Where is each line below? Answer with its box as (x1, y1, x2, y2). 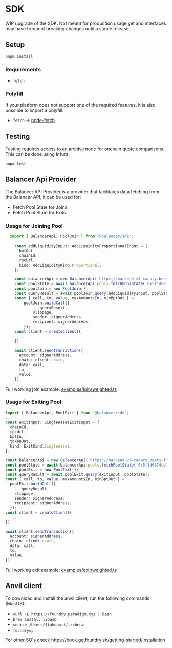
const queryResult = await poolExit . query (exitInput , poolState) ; (5, 472, 150, 477)
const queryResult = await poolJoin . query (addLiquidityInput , (14, 291, 150, 296)
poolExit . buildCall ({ (10, 481, 56, 487)
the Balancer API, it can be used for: (5, 194, 81, 200)
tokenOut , (10, 439, 31, 444)
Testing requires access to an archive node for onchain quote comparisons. (5, 146, 165, 152)
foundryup (12, 627, 34, 633)
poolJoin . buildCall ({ (24, 300, 70, 306)
